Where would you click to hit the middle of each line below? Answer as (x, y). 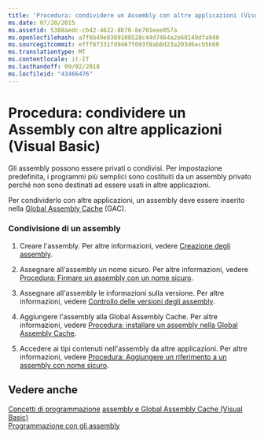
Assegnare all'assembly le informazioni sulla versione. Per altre (122, 293)
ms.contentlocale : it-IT (49, 60)
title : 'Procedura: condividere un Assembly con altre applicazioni (123, 15)
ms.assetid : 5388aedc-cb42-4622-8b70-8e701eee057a (93, 30)
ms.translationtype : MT (47, 52)
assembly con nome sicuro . (64, 365)
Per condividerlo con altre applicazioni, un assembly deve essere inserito (126, 200)
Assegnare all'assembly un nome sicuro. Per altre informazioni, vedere (134, 269)
